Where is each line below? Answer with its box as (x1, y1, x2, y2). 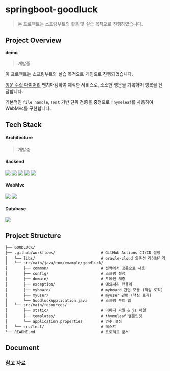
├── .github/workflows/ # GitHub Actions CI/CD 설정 (5, 250, 161, 255)
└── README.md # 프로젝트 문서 (5, 329, 129, 334)
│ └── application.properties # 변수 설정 (5, 319, 122, 324)
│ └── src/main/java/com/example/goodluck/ (5, 260, 103, 265)
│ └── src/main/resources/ (5, 302, 67, 307)
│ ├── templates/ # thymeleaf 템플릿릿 (5, 313, 143, 319)
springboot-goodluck (5, 4, 98, 15)
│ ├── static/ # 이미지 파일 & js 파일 (5, 308, 146, 313)
